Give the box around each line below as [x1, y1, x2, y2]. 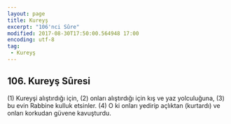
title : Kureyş [7, 17, 49, 24]
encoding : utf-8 [7, 36, 55, 43]
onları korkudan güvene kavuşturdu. [7, 109, 112, 117]
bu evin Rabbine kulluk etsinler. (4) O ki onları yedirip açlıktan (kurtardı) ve [7, 101, 220, 109]
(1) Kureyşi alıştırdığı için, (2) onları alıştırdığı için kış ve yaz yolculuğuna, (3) [7, 94, 225, 102]
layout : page [7, 10, 45, 18]
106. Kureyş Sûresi [7, 75, 91, 88]
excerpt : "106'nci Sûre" [7, 23, 80, 30]
